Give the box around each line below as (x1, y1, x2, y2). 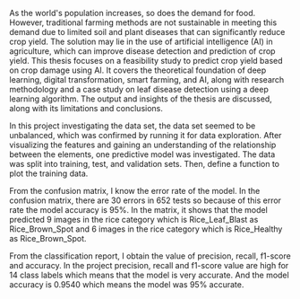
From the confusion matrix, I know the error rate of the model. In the (9, 186, 261, 196)
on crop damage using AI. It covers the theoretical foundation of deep (9, 65, 267, 75)
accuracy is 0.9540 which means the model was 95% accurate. (9, 279, 244, 290)
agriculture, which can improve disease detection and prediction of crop (9, 46, 276, 57)
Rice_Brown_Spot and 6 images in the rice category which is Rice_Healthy (9, 224, 283, 234)
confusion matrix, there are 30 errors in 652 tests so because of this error (9, 195, 282, 206)
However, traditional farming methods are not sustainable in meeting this (9, 17, 278, 28)
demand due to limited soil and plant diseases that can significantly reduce (9, 27, 286, 37)
